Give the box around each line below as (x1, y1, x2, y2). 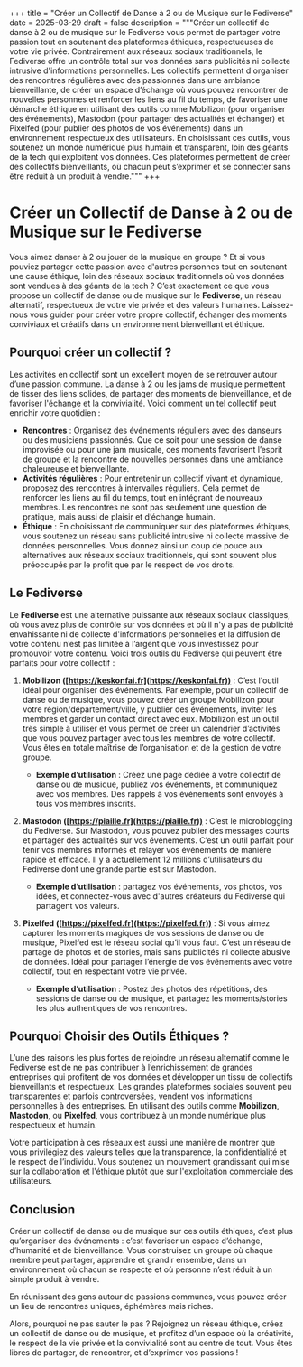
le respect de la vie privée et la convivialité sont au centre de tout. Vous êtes (9, 1337, 293, 1349)
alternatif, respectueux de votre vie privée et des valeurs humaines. (9, 299, 260, 310)
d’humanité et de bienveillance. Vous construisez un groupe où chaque (9, 1245, 273, 1256)
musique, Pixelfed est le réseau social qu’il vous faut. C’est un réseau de (22, 937, 291, 948)
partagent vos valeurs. (35, 900, 120, 911)
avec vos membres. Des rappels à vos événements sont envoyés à (35, 788, 284, 799)
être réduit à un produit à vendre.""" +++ (9, 171, 161, 182)
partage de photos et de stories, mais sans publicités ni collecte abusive (22, 946, 291, 957)
